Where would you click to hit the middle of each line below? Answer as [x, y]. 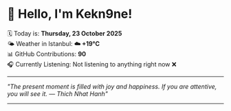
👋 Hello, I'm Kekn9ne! [70, 14]
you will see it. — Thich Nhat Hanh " [58, 94]
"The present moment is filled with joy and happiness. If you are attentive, [112, 86]
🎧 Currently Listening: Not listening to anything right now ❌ [92, 64]
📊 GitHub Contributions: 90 [47, 53]
